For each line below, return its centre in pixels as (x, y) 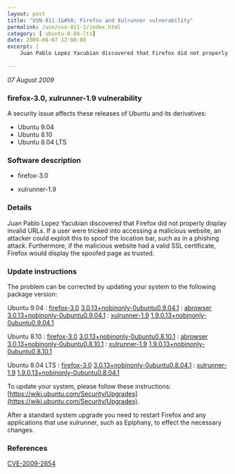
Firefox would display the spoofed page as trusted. (81, 253)
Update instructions (42, 271)
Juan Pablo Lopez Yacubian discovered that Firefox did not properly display (117, 223)
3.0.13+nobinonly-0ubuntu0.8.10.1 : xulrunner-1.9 (77, 344)
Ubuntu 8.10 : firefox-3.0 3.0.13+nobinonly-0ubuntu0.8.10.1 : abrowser (108, 336)
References (27, 448)
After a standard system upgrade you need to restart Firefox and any (107, 415)
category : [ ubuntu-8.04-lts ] (52, 34)
